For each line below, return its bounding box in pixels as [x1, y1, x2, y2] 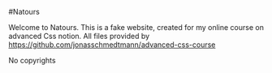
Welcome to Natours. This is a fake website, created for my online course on [8, 23, 264, 32]
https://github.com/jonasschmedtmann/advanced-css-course [8, 40, 216, 49]
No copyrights [8, 56, 56, 65]
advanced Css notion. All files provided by [8, 32, 150, 41]
